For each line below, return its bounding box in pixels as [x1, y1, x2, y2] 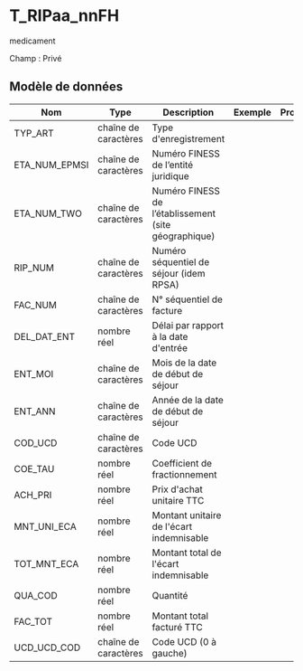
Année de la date [151, 393, 224, 406]
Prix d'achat [151, 483, 203, 496]
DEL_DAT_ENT [14, 330, 75, 343]
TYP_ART [14, 127, 54, 139]
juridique [151, 169, 189, 182]
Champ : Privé [9, 52, 62, 63]
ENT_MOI [14, 367, 54, 380]
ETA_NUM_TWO [14, 207, 83, 220]
